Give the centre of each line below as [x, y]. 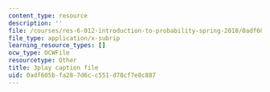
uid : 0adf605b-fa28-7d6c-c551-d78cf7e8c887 [82, 75]
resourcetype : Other [43, 61]
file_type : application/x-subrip [64, 38]
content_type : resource [48, 16]
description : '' [35, 23]
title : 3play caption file [53, 68]
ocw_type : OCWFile [39, 53]
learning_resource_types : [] [57, 46]
